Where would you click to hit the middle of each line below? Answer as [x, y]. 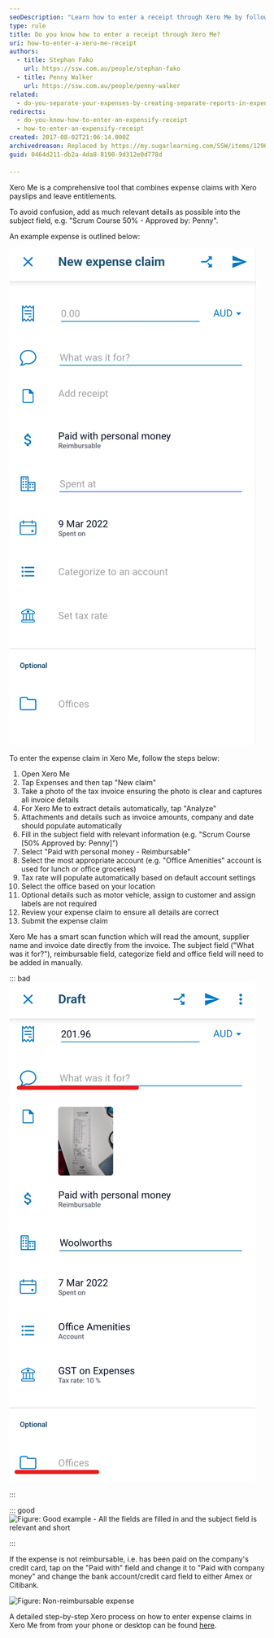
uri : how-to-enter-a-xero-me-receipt [73, 43]
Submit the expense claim [64, 920]
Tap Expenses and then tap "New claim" [89, 782]
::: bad [20, 978]
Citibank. [24, 1585]
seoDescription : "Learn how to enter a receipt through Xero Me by [126, 17]
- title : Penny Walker [55, 77]
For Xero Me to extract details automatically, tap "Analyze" [119, 808]
